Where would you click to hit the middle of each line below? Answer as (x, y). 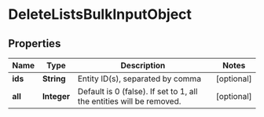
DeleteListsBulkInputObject (100, 15)
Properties (35, 44)
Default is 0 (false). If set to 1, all (137, 91)
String (54, 79)
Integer (56, 96)
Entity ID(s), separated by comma (139, 79)
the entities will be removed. (129, 101)
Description (143, 66)
